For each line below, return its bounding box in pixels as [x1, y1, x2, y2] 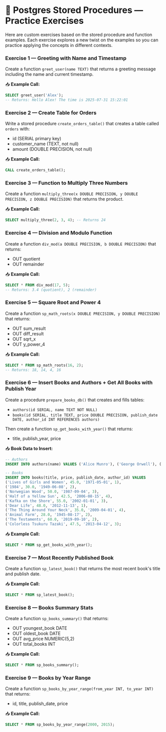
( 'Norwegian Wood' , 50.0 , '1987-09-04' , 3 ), [5, 489, 99, 494]
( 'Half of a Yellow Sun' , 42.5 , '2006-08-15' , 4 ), [5, 493, 113, 498]
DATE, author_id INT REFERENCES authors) [12, 417, 100, 422]
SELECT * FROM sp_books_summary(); [5, 663, 79, 668]
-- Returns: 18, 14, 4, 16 [5, 367, 61, 372]
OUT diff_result [12, 330, 44, 336]
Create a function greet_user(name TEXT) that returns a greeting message [5, 66, 156, 72]
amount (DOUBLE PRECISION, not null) [12, 146, 93, 152]
